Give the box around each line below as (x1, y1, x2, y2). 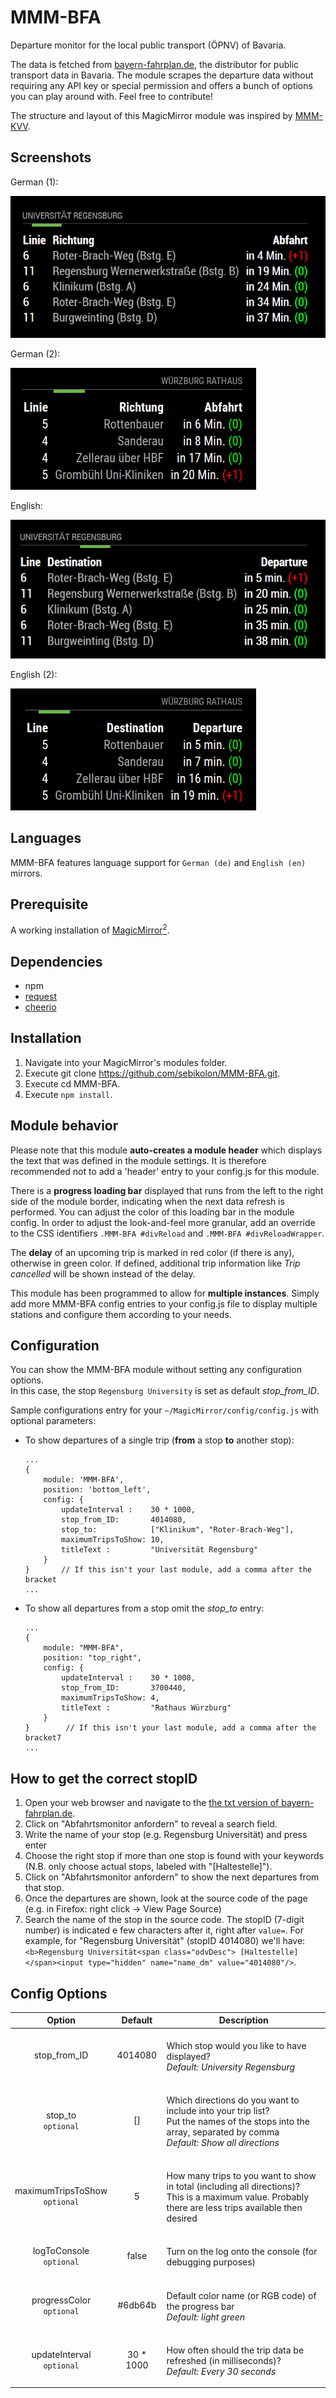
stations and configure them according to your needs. (10, 1308, 232, 1320)
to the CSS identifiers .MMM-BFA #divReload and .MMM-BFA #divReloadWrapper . (10, 1227, 325, 1239)
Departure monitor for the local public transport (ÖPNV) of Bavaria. (10, 39, 287, 51)
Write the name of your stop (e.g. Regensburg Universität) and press (24, 1829, 308, 1841)
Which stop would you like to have (166, 2039, 307, 2051)
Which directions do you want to (166, 2094, 300, 2106)
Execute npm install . (24, 1088, 113, 1100)
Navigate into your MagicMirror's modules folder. (24, 1056, 228, 1068)
